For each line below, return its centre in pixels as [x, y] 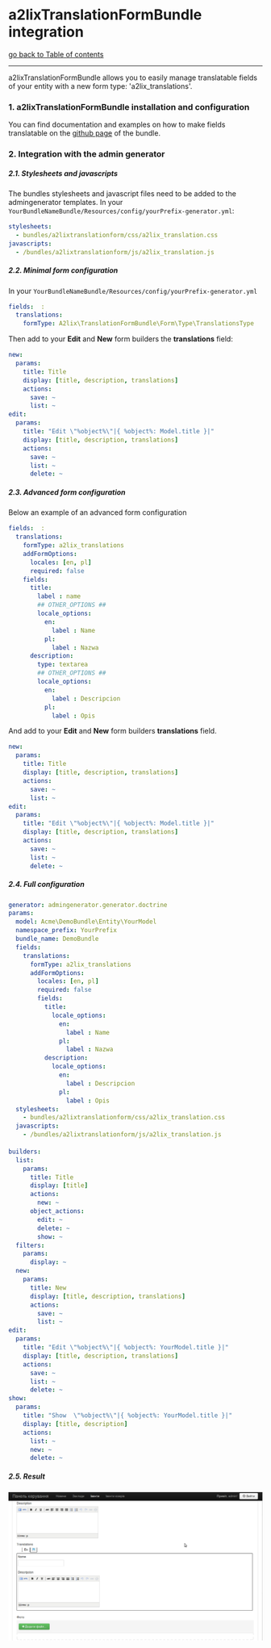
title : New [48, 1288]
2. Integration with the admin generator [87, 154]
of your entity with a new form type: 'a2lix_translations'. [100, 86]
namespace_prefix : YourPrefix [66, 931]
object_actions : [57, 1211]
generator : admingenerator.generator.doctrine [88, 905]
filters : [30, 1245]
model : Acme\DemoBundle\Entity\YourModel [86, 922]
